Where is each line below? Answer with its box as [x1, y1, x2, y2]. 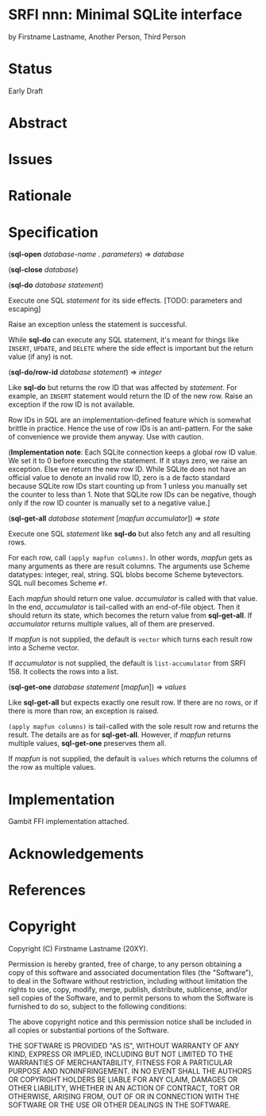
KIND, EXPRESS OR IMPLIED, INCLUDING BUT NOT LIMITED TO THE [8, 1049, 233, 1059]
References [8, 881, 86, 899]
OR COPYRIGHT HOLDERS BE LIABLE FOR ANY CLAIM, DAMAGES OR [8, 1075, 238, 1084]
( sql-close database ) [8, 265, 79, 275]
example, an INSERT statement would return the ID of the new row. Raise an [8, 392, 253, 401]
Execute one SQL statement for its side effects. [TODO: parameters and [8, 296, 242, 306]
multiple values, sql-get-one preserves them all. [8, 739, 167, 748]
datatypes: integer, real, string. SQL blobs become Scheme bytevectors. [8, 570, 245, 579]
